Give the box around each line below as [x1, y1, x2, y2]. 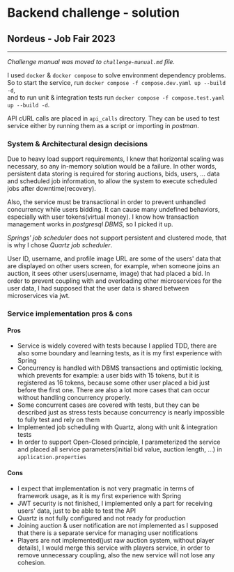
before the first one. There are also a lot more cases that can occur [17, 386, 210, 394]
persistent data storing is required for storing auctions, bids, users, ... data [7, 169, 220, 178]
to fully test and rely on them [17, 416, 100, 424]
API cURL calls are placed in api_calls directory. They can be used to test [7, 114, 220, 123]
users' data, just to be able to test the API [17, 507, 136, 515]
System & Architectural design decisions [7, 139, 148, 148]
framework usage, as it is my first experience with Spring [17, 491, 182, 500]
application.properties [17, 454, 87, 461]
